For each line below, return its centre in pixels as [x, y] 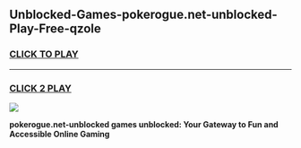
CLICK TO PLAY [44, 55]
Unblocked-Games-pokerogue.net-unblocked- [143, 15]
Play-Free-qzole [55, 29]
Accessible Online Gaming [60, 134]
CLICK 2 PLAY [40, 88]
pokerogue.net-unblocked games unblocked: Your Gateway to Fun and [144, 124]
